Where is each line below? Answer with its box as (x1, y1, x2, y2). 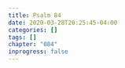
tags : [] (8, 33, 37, 41)
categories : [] (8, 26, 58, 34)
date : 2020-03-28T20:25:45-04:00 (8, 19, 118, 27)
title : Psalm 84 (8, 11, 61, 20)
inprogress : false (8, 48, 68, 55)
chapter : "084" (8, 41, 58, 48)
